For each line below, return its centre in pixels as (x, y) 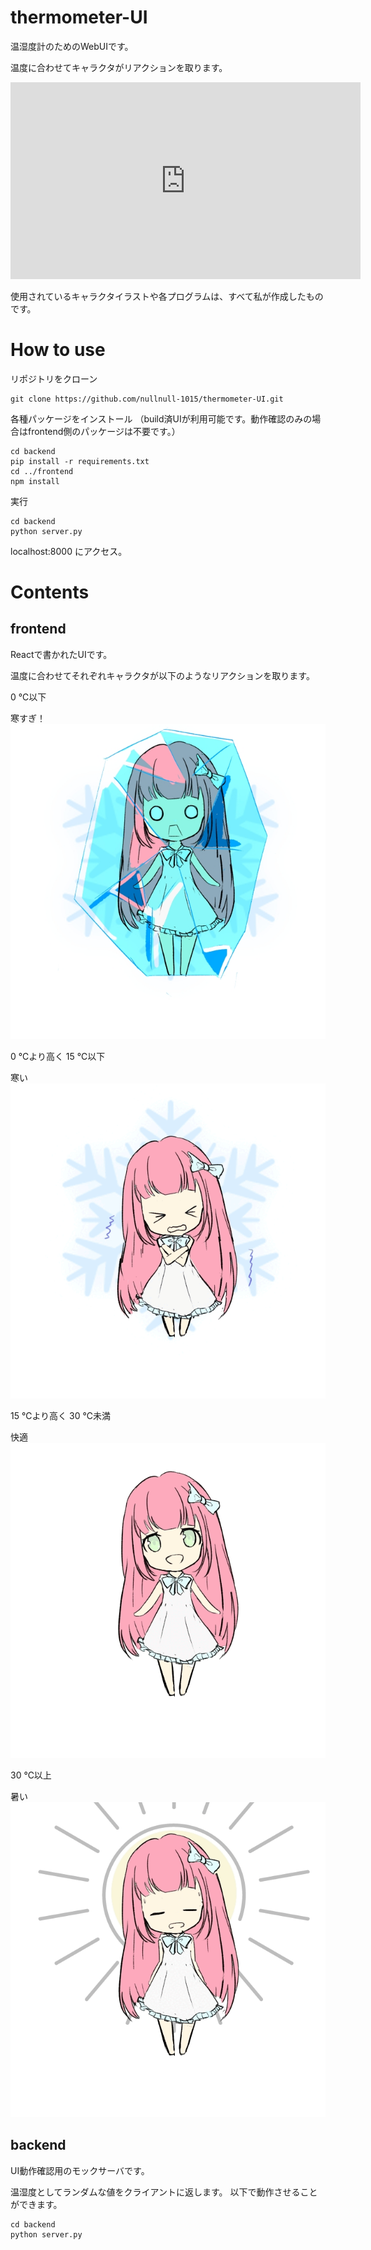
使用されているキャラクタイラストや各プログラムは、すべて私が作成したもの (167, 296)
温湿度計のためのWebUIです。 (72, 46)
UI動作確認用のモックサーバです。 (80, 2170)
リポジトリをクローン (54, 378)
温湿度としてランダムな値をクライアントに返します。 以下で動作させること (164, 2192)
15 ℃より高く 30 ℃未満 (60, 1415)
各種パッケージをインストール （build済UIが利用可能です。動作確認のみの (161, 418)
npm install (35, 481)
